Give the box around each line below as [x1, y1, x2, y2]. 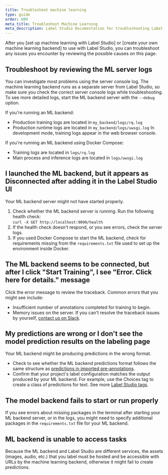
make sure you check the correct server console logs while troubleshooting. [5, 89, 163, 95]
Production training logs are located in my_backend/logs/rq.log [12, 119, 142, 125]
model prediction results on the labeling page [5, 337, 150, 346]
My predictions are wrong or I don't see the [5, 329, 143, 338]
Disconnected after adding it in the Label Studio [5, 177, 157, 186]
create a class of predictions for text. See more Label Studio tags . [12, 382, 149, 388]
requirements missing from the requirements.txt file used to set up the [12, 240, 160, 246]
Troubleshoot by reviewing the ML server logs [5, 65, 152, 73]
